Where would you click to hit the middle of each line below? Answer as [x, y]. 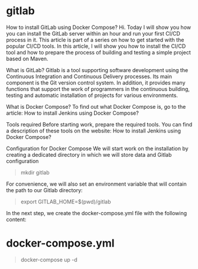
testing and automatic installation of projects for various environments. [92, 95]
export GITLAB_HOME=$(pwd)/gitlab [66, 202]
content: [16, 219]
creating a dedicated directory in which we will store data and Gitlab [89, 154]
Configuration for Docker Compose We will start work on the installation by [97, 148]
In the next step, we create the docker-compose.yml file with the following [97, 213]
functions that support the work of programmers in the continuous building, [98, 89]
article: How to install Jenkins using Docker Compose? [72, 113]
